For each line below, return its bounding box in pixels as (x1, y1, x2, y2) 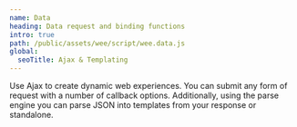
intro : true (9, 30, 55, 39)
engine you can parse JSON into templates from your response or (9, 100, 257, 110)
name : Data (9, 13, 51, 23)
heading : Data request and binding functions (9, 22, 185, 31)
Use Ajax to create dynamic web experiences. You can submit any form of (9, 81, 288, 91)
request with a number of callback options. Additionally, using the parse (9, 90, 280, 101)
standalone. (9, 110, 54, 120)
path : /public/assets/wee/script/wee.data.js (9, 38, 185, 48)
